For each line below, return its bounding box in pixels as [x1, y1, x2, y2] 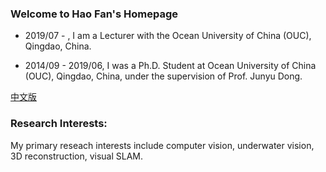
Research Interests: [10, 117, 108, 131]
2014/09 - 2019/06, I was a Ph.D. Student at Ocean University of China [24, 60, 317, 72]
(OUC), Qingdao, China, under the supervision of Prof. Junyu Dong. [24, 70, 303, 82]
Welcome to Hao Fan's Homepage [10, 7, 179, 21]
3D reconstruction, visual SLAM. [10, 150, 144, 162]
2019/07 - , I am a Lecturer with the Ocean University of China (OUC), [24, 30, 312, 42]
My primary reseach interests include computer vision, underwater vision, [10, 139, 315, 151]
